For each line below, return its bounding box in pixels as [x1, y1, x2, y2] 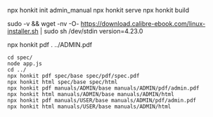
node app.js [7, 60, 42, 67]
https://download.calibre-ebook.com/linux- [80, 20, 206, 27]
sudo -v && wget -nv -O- [7, 20, 79, 27]
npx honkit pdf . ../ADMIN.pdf [7, 41, 93, 48]
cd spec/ [7, 54, 33, 61]
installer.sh [7, 27, 39, 35]
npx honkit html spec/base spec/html [7, 78, 118, 85]
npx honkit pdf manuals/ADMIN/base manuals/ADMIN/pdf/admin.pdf [7, 85, 200, 92]
